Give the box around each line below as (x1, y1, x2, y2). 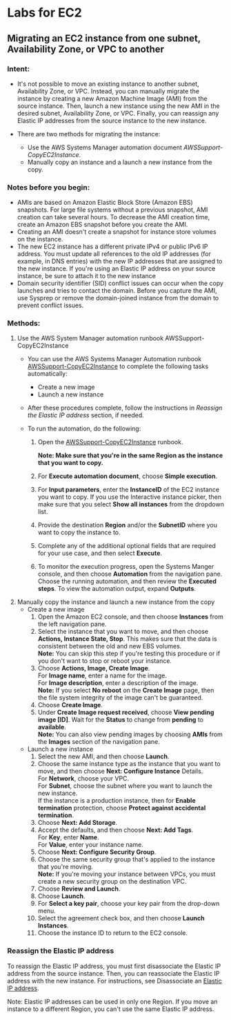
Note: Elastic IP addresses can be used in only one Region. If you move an (7, 997, 218, 1005)
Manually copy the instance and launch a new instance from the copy (17, 598, 215, 606)
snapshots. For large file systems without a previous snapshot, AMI (17, 206, 208, 214)
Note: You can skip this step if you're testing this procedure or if (37, 649, 221, 658)
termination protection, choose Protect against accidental (37, 804, 206, 812)
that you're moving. (37, 863, 93, 871)
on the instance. (17, 235, 63, 244)
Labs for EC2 (7, 5, 83, 21)
